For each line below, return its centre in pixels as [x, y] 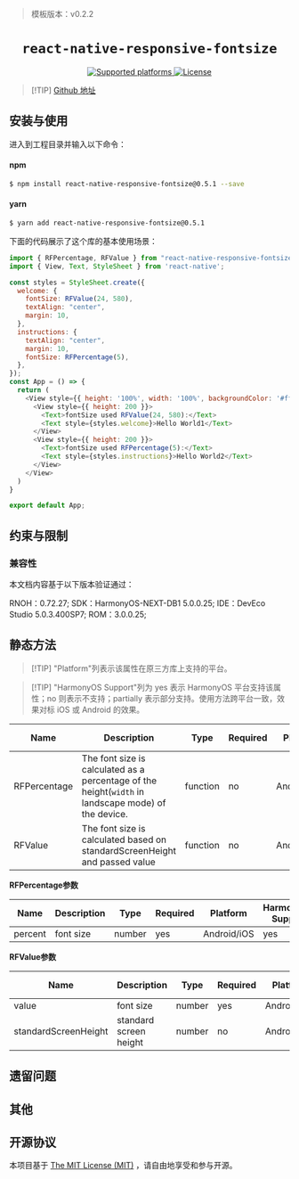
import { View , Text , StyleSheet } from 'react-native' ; [117, 266]
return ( [33, 390]
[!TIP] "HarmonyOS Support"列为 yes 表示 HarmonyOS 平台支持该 [152, 687]
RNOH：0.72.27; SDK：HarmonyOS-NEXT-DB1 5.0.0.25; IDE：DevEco [137, 603]
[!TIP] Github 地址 [63, 90]
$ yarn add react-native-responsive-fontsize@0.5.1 [107, 223]
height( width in [113, 791]
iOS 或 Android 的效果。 [101, 709]
